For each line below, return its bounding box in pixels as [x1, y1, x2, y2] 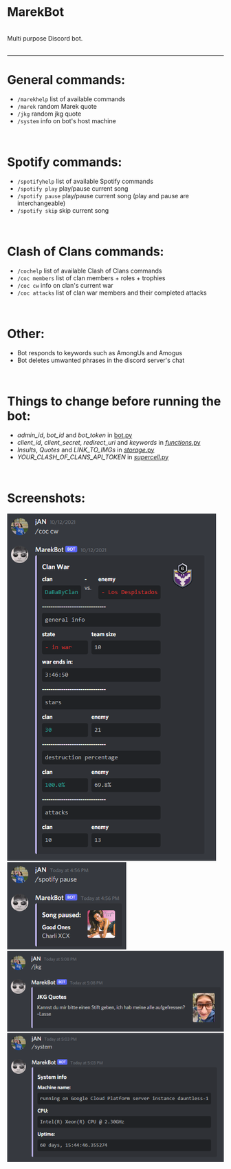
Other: [7, 326, 45, 341]
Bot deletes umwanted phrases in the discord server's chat [16, 356, 185, 364]
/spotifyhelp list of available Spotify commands [16, 177, 153, 185]
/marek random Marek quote [16, 102, 98, 110]
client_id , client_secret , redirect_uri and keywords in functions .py [16, 438, 201, 446]
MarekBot [7, 4, 64, 20]
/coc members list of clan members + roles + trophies [16, 273, 166, 282]
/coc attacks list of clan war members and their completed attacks [16, 288, 208, 297]
